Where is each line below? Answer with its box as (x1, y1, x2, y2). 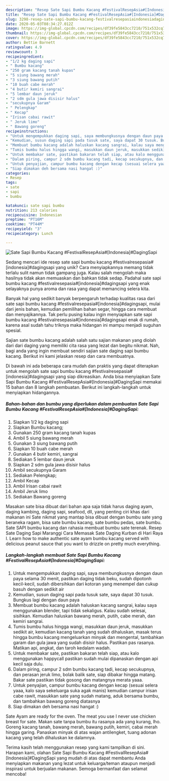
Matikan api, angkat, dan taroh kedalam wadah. (13, 644, 111, 650)
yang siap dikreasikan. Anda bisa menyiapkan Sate (55, 373, 161, 379)
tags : (6, 180, 17, 185)
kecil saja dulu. (13, 661, 44, 667)
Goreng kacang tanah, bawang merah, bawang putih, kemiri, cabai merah (6, 724, 157, 730)
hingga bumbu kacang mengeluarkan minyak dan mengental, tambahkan (13, 634, 164, 640)
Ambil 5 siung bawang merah (13, 435, 74, 441)
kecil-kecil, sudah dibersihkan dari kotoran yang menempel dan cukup (13, 581, 158, 587)
